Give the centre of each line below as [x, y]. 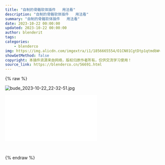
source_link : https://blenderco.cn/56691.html [54, 65]
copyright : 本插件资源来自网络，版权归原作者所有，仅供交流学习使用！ [68, 60]
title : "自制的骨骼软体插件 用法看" [40, 10]
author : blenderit [24, 33]
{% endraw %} [20, 158]
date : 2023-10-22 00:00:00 [33, 23]
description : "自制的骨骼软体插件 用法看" [47, 14]
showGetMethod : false [27, 55]
